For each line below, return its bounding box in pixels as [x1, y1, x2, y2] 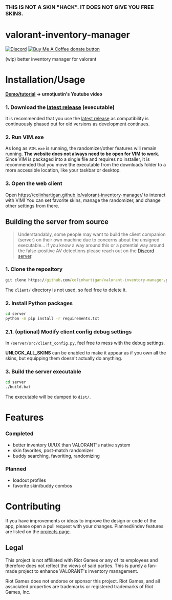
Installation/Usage [5, 74, 85, 86]
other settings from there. [5, 202, 59, 209]
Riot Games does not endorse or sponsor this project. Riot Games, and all [5, 578, 160, 584]
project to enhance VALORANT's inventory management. [18, 568, 138, 574]
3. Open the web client [5, 180, 62, 187]
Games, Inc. [5, 589, 31, 595]
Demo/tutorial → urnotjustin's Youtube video [5, 91, 102, 97]
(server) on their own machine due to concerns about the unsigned [17, 236, 160, 242]
